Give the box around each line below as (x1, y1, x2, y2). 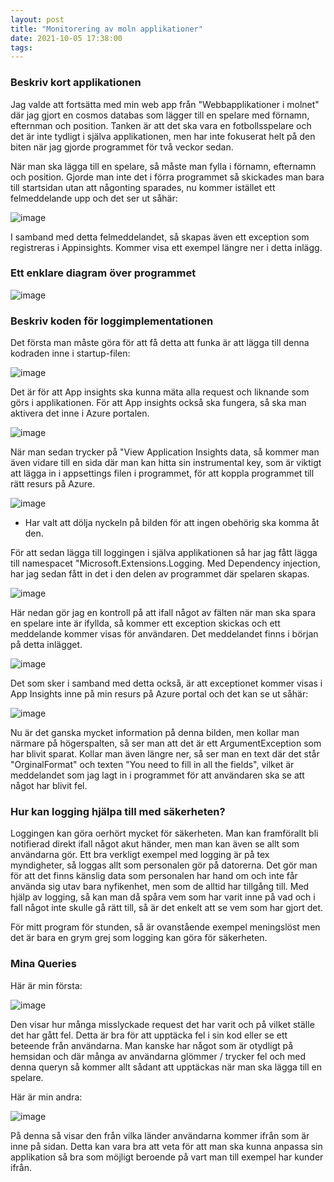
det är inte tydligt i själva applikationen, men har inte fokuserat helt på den (10, 130, 316, 142)
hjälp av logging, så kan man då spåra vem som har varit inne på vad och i (10, 891, 316, 903)
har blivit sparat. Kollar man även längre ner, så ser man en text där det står (10, 748, 320, 760)
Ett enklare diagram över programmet (10, 266, 197, 280)
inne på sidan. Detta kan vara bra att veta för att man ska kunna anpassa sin (10, 1140, 323, 1152)
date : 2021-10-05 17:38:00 (10, 33, 123, 43)
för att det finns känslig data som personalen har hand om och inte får (10, 870, 298, 882)
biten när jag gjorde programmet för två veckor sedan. (10, 141, 234, 153)
